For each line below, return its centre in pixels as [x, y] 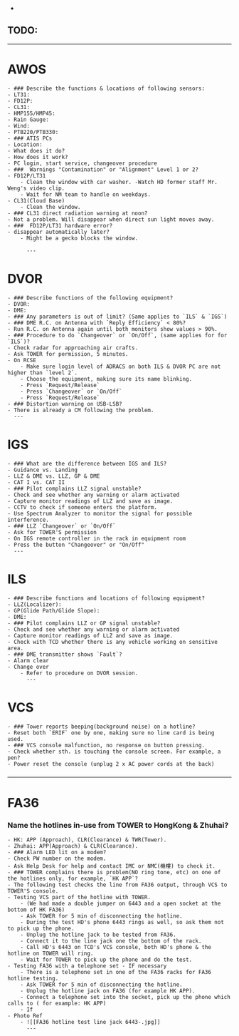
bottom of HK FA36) [36, 910]
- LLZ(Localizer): [34, 604]
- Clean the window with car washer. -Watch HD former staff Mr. [119, 182]
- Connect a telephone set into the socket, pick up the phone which [126, 997]
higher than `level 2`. [43, 373]
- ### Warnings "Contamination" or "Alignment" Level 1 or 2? [103, 169]
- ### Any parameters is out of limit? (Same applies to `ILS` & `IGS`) [117, 317]
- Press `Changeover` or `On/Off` [71, 391]
